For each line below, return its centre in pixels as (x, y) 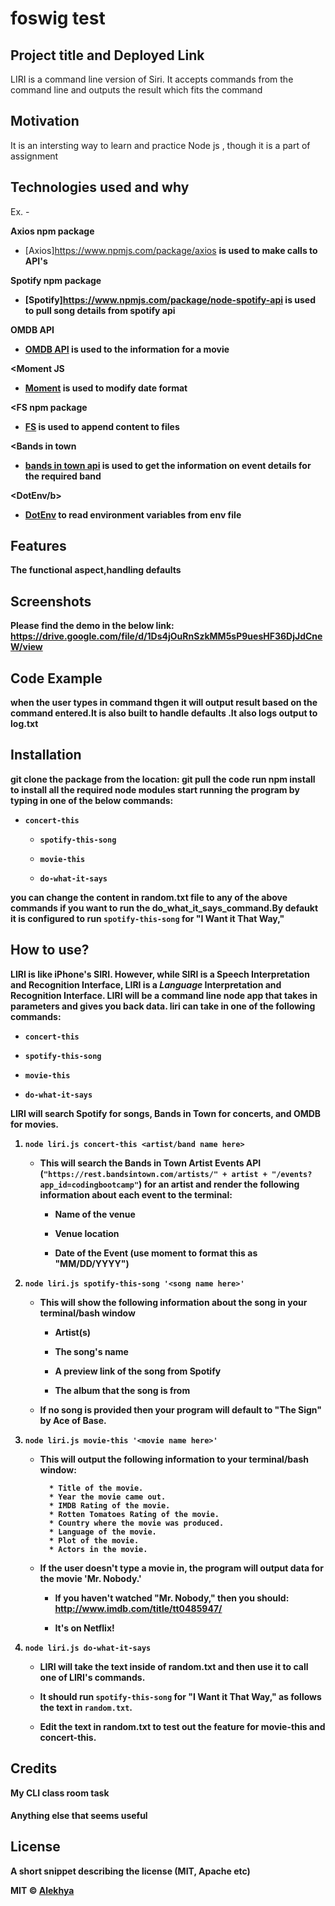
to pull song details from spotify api (100, 310)
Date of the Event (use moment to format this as (156, 1253)
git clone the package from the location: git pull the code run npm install (163, 779)
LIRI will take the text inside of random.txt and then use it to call (174, 1666)
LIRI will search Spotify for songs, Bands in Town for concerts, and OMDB (166, 1113)
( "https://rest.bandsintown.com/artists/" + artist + (153, 1173)
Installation (46, 755)
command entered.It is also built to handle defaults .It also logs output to (164, 713)
